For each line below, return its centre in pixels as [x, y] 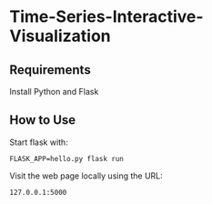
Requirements [50, 70]
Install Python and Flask [54, 92]
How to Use [43, 120]
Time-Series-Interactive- [106, 17]
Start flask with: [39, 142]
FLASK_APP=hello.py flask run [67, 158]
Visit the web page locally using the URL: [86, 176]
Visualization [60, 36]
